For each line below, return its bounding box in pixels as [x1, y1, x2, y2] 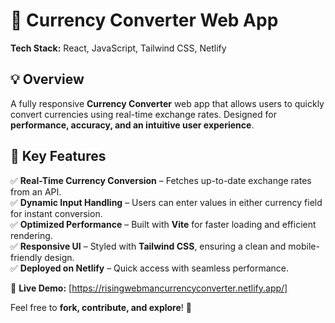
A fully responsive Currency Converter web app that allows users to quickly [10, 97, 325, 109]
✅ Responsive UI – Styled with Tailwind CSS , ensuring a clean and [10, 240, 287, 252]
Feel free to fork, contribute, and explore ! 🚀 [10, 301, 192, 313]
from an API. [10, 185, 62, 198]
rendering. [10, 229, 53, 241]
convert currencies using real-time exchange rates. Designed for [10, 108, 277, 120]
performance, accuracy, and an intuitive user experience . [10, 119, 255, 131]
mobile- [288, 240, 320, 252]
